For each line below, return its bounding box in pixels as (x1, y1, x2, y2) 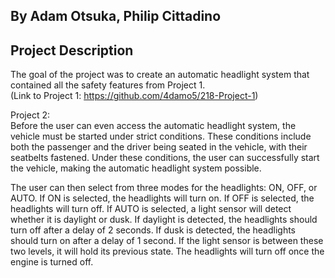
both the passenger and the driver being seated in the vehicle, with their (10, 141, 308, 153)
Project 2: (10, 109, 51, 121)
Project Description (10, 42, 134, 59)
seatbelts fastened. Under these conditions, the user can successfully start (10, 152, 320, 164)
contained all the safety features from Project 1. (10, 79, 206, 91)
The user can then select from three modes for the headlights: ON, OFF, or (10, 182, 318, 194)
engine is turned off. (10, 256, 94, 268)
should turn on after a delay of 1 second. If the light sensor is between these (10, 235, 324, 247)
